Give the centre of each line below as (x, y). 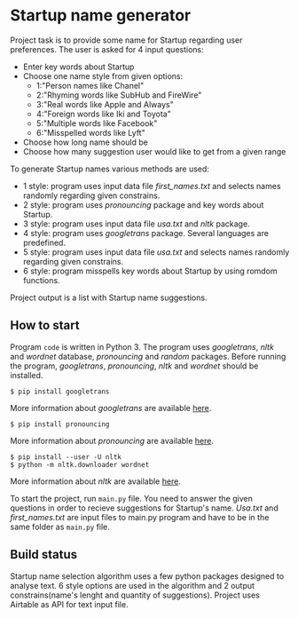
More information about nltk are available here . (95, 481)
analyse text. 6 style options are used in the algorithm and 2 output (133, 585)
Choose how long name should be (86, 142)
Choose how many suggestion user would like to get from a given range (154, 151)
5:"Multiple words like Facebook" (97, 123)
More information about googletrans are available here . (111, 408)
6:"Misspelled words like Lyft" (90, 132)
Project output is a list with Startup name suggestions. (109, 297)
